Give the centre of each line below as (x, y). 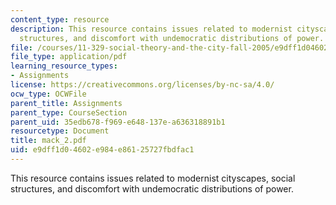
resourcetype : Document (60, 131)
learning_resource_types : (64, 66)
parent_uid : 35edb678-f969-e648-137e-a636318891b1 (118, 122)
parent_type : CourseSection (69, 112)
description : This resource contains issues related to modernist (151, 29)
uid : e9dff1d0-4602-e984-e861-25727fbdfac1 (102, 150)
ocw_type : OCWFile (48, 94)
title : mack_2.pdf (48, 141)
